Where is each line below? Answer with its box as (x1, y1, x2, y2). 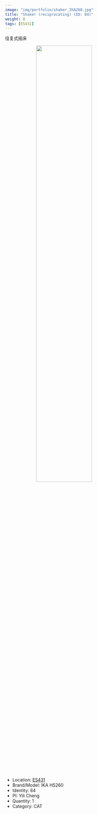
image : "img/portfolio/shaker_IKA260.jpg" (5, 7, 94, 12)
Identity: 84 (12, 788, 36, 794)
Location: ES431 (12, 777, 45, 783)
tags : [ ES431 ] (5, 21, 34, 26)
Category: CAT (12, 804, 43, 810)
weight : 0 (5, 16, 26, 21)
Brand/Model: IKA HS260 (12, 782, 64, 788)
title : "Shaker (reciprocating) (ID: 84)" (5, 12, 94, 17)
